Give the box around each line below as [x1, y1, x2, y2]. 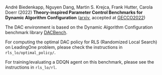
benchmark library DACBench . [5, 30, 68, 35]
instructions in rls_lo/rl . [5, 64, 57, 70]
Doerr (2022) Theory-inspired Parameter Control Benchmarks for [5, 9, 143, 15]
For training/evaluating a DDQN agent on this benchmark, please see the [5, 59, 155, 65]
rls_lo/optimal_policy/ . [5, 49, 56, 55]
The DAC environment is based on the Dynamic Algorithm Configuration [5, 24, 153, 30]
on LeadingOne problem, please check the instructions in [5, 44, 123, 50]
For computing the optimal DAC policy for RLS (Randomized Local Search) [5, 39, 158, 45]
